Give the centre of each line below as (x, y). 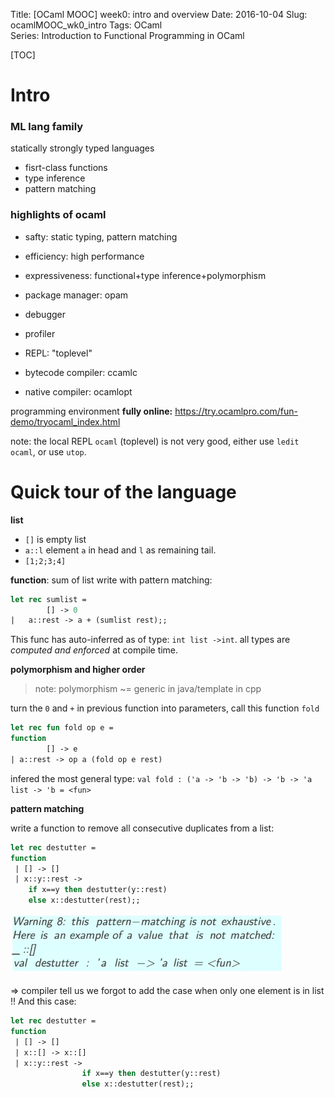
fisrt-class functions (66, 168)
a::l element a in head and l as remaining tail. (120, 550)
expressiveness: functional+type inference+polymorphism (145, 275)
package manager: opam (76, 295)
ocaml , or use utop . (48, 451)
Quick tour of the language (123, 491)
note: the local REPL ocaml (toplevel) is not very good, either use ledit (155, 441)
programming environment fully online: (91, 411)
